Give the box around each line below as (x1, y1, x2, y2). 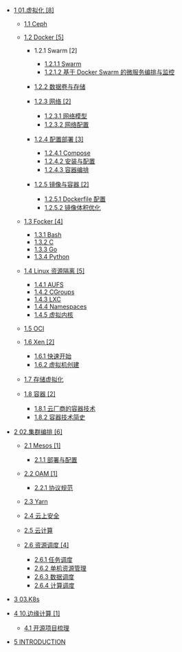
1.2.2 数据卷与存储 (34, 83, 86, 91)
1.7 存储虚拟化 (23, 375, 64, 383)
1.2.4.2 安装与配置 (44, 157, 95, 165)
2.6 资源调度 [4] (23, 541, 69, 549)
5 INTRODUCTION (13, 638, 66, 646)
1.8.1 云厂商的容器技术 (34, 405, 96, 412)
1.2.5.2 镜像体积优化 (44, 204, 101, 211)
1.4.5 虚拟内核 (34, 311, 73, 319)
